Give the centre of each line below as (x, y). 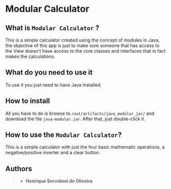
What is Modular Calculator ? (52, 28)
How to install (28, 101)
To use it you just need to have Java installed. (53, 85)
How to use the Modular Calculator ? (64, 135)
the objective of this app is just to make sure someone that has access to (82, 46)
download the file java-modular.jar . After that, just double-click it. (75, 119)
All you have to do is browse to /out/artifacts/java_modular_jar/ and (80, 113)
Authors (19, 169)
